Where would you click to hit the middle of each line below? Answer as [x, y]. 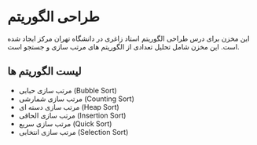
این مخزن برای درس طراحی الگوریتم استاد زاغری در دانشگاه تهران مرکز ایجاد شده [128, 38]
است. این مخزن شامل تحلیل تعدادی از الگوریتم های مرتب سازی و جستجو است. [124, 46]
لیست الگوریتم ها [44, 72]
